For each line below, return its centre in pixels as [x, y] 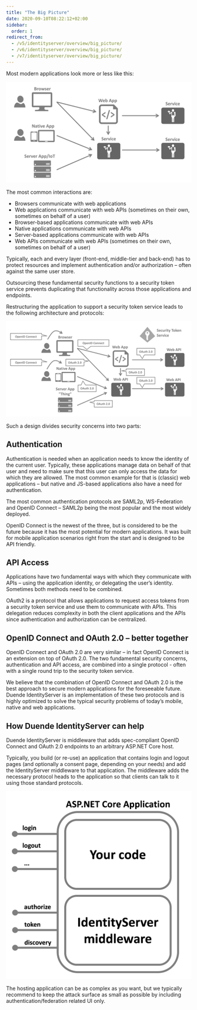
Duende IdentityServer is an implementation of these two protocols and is [95, 695]
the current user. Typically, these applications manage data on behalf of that [98, 465]
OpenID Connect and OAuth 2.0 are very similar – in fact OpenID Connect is [98, 652]
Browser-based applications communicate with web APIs [84, 222]
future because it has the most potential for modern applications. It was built [98, 532]
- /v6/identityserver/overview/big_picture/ [67, 50]
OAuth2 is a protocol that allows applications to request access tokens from [98, 600]
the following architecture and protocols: [55, 313]
